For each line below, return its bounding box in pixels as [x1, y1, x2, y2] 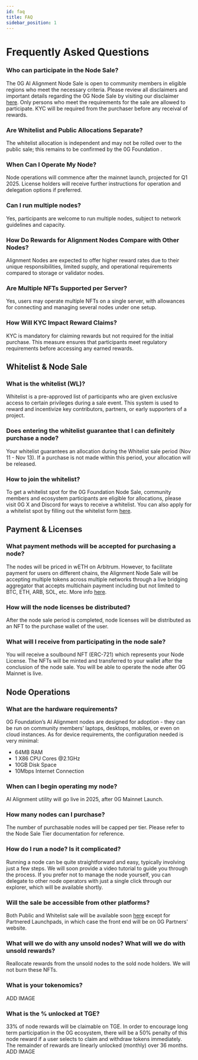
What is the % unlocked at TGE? [6, 1009, 100, 1017]
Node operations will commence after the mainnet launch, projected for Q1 [6, 174, 188, 181]
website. [6, 924, 27, 931]
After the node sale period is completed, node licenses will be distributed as [6, 616, 191, 624]
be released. [6, 460, 37, 467]
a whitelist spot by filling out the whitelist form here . [6, 507, 132, 514]
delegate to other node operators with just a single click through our [6, 877, 172, 884]
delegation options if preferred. [6, 187, 82, 194]
